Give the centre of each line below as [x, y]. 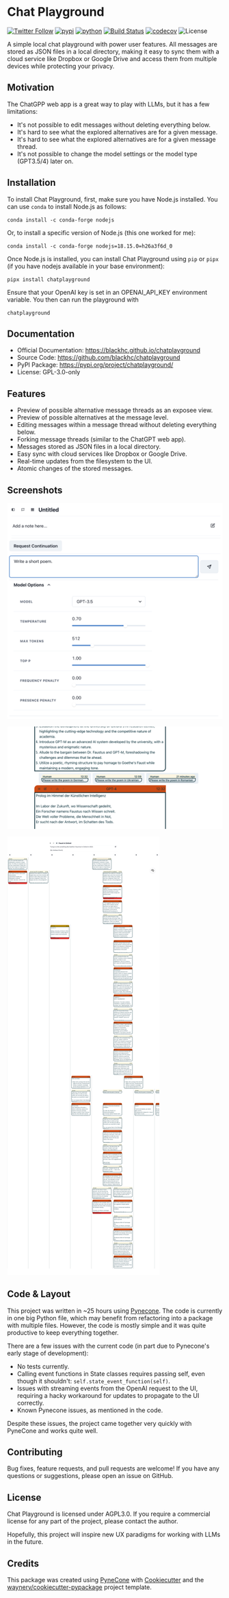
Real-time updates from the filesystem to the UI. [84, 461]
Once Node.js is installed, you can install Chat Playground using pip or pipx [113, 258]
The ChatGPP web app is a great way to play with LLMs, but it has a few [108, 104]
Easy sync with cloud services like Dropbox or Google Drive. [102, 454]
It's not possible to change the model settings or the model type [107, 154]
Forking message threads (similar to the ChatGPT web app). [101, 439]
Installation [31, 183]
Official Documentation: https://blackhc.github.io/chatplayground [108, 350]
